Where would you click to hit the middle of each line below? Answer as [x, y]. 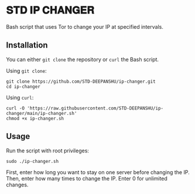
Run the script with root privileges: [48, 151]
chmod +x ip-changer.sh [35, 118]
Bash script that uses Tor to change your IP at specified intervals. [85, 26]
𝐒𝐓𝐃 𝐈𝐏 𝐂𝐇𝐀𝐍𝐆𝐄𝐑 [50, 10]
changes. [17, 185]
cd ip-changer [23, 86]
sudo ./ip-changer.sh [32, 161]
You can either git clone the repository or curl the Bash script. [83, 59]
